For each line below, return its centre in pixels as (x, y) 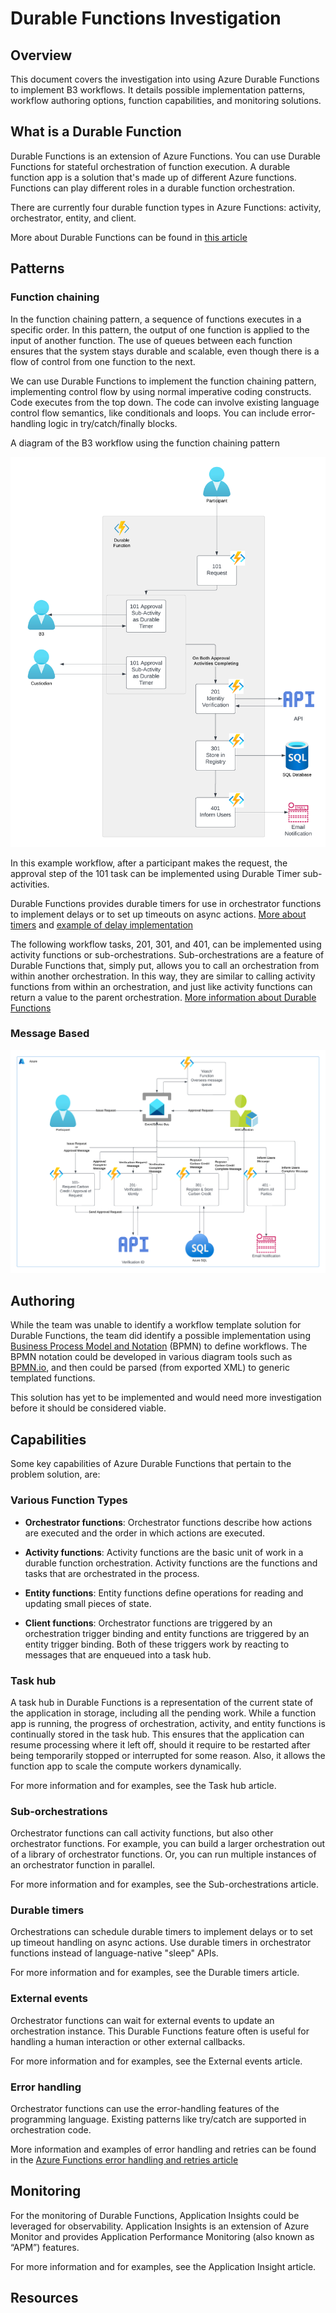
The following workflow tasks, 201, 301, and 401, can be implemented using (166, 944)
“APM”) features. (45, 2247)
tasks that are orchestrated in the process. (112, 1573)
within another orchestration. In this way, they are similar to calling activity (163, 976)
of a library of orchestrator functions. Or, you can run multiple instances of (163, 1854)
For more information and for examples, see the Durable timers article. (155, 1973)
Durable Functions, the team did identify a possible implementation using (160, 1336)
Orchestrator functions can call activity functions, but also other (142, 1833)
